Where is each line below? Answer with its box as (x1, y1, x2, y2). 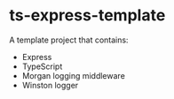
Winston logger (21, 80, 79, 90)
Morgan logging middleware (21, 70, 126, 80)
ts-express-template (9, 5, 166, 26)
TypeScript (21, 61, 63, 72)
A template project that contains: (9, 34, 129, 45)
